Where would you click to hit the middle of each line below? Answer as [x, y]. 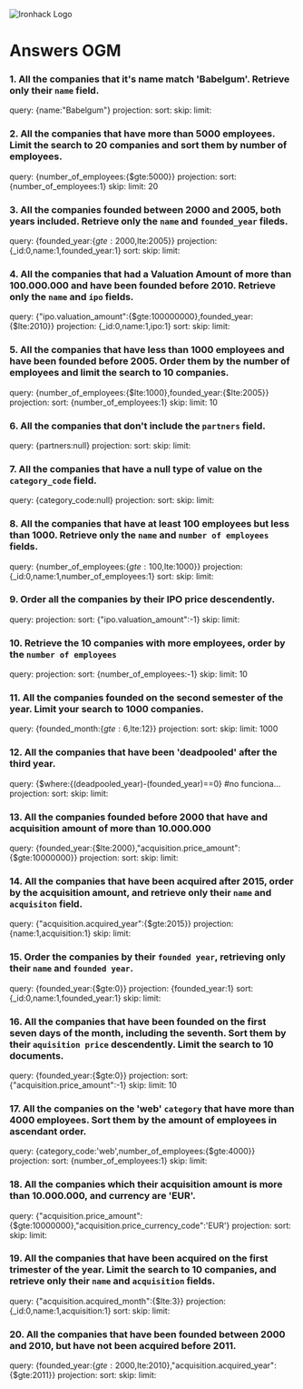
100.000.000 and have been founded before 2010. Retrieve [143, 285]
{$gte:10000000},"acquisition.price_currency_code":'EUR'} [120, 1225]
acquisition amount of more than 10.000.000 [110, 828]
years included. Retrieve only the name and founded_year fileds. [149, 221]
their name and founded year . [72, 969]
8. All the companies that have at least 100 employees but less [150, 524]
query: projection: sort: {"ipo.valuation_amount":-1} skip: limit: [125, 619]
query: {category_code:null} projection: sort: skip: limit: [112, 500]
